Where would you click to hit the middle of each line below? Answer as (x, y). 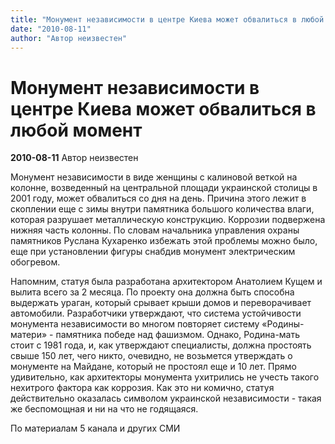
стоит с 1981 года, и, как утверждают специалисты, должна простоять (161, 345)
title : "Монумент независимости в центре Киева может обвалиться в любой (167, 19)
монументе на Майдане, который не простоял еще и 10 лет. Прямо (153, 367)
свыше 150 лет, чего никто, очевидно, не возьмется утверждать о (151, 356)
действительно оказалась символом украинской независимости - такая (166, 398)
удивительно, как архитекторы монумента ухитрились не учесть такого (165, 377)
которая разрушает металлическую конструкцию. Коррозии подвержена (168, 220)
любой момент (76, 130)
